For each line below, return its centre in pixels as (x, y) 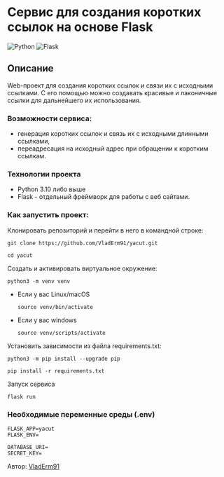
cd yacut (20, 255)
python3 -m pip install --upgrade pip (64, 359)
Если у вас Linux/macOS (54, 294)
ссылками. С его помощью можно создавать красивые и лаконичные (112, 92)
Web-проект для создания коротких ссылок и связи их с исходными (110, 85)
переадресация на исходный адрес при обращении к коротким (113, 148)
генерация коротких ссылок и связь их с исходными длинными (113, 134)
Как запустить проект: (48, 215)
